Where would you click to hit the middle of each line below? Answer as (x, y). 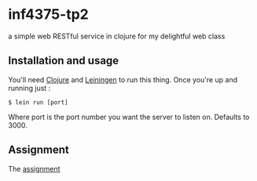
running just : (29, 88)
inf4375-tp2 (48, 14)
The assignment (34, 168)
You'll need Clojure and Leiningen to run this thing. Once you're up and (123, 79)
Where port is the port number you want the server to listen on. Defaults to (129, 117)
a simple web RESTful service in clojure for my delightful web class (117, 36)
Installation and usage (64, 61)
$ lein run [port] (38, 102)
